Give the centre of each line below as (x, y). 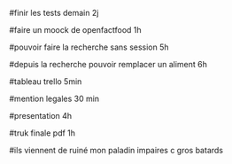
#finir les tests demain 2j (54, 13)
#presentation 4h (41, 116)
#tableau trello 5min (46, 82)
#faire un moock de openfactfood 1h (75, 30)
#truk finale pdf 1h (43, 133)
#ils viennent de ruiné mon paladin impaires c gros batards (116, 150)
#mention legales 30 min (54, 98)
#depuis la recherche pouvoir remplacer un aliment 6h (108, 64)
